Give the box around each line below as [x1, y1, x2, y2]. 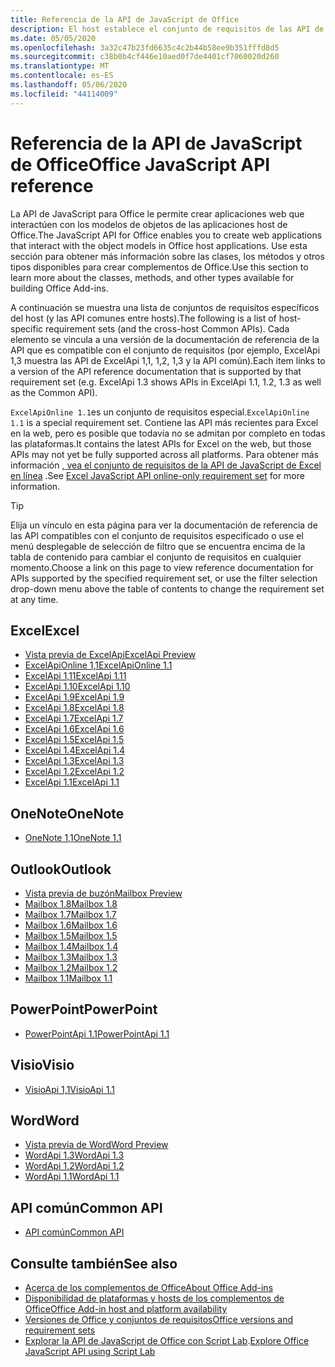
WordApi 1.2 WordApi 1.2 [24, 1160, 125, 1172]
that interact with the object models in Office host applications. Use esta [10, 239, 308, 251]
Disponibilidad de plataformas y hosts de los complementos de [24, 1292, 285, 1305]
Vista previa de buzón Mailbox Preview [24, 887, 183, 899]
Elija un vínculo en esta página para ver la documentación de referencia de [10, 519, 318, 531]
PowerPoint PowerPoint [10, 1001, 158, 1018]
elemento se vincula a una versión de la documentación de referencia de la [10, 333, 320, 345]
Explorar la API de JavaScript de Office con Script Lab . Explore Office [24, 1335, 310, 1347]
